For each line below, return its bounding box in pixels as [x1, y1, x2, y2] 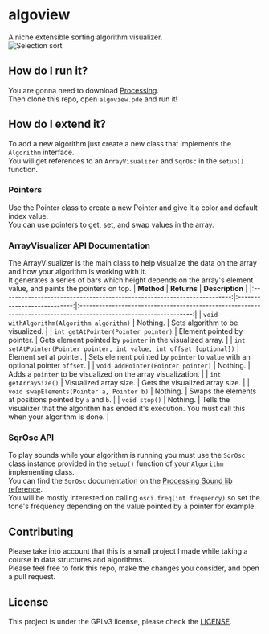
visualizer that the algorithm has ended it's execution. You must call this [8, 404, 246, 414]
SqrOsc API [8, 432, 55, 443]
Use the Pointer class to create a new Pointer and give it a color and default [8, 203, 259, 212]
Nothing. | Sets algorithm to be [136, 318, 238, 327]
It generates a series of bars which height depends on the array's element [8, 275, 254, 285]
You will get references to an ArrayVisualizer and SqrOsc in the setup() [8, 155, 245, 166]
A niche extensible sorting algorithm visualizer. [8, 32, 163, 42]
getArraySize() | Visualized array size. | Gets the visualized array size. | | [8, 378, 251, 388]
